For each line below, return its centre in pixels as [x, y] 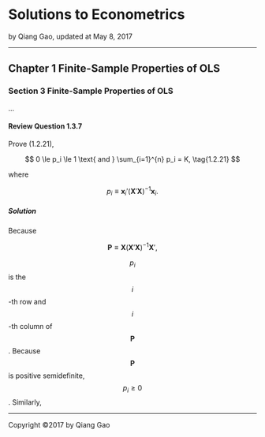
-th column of [30, 326]
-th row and [27, 301]
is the [17, 277]
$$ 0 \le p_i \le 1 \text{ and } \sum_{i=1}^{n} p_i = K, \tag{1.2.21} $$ [132, 159]
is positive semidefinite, [47, 375]
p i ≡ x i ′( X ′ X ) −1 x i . [132, 191]
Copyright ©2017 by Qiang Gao [59, 424]
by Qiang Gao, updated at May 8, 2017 [70, 36]
